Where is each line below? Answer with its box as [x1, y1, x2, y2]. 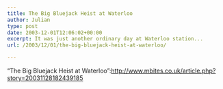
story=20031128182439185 [7, 74, 83, 82]
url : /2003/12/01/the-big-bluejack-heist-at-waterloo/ [7, 42, 167, 49]
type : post [7, 23, 38, 29]
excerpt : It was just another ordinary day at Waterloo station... [7, 36, 204, 42]
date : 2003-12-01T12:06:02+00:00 [7, 29, 103, 36]
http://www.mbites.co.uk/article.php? [111, 66, 216, 75]
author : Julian [7, 16, 51, 23]
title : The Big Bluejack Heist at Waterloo [7, 10, 133, 17]
